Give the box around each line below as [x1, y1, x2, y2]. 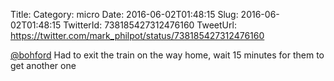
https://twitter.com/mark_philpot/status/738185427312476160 [10, 30, 265, 41]
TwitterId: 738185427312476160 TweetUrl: [63, 19, 237, 31]
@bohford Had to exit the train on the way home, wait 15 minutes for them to [10, 49, 325, 61]
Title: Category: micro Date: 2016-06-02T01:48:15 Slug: [10, 9, 239, 20]
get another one [10, 60, 77, 71]
